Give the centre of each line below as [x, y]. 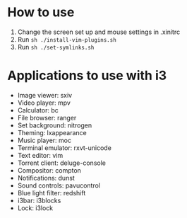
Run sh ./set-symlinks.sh [56, 47]
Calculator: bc [38, 110]
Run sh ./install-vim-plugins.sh [67, 39]
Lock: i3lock [35, 208]
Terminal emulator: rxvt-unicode [64, 148]
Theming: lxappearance [52, 132]
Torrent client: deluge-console [61, 163]
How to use [41, 12]
